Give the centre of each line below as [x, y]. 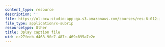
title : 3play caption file [33, 32]
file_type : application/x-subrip [39, 23]
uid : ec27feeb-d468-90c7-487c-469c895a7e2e [50, 37]
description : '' [22, 14]
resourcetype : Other [26, 28]
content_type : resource [29, 10]
